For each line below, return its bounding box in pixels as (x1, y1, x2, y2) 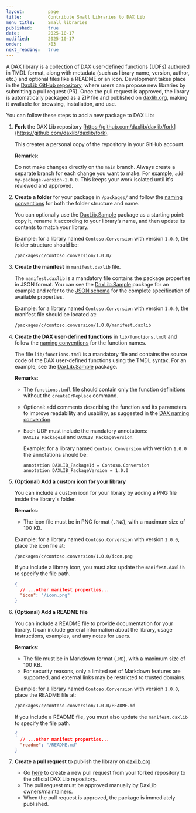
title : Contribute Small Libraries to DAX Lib (6, 14, 145, 20)
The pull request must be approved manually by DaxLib (23, 782, 157, 789)
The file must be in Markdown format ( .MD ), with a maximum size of (23, 655, 185, 662)
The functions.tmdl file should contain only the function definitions (23, 386, 186, 393)
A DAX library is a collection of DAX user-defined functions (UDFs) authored (6, 63, 190, 70)
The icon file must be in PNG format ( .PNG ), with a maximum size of (23, 518, 185, 525)
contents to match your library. (14, 224, 89, 231)
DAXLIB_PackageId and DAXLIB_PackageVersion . (23, 433, 135, 440)
